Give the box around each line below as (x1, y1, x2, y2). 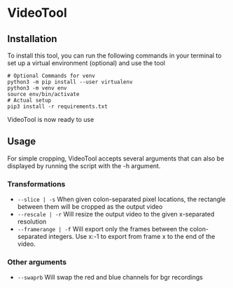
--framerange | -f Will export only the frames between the (17, 225, 189, 233)
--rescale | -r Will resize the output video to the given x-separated (17, 210, 215, 219)
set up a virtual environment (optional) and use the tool (7, 59, 166, 67)
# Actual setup (7, 97, 52, 104)
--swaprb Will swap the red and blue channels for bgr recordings (17, 273, 203, 282)
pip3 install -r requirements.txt (7, 103, 108, 110)
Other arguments (7, 257, 67, 267)
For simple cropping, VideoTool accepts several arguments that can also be (7, 154, 225, 163)
